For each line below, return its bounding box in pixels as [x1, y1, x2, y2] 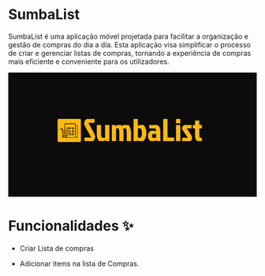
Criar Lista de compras [19, 243, 95, 253]
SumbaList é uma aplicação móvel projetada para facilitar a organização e [8, 32, 248, 41]
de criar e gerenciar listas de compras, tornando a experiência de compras [8, 48, 252, 58]
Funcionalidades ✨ [8, 217, 134, 235]
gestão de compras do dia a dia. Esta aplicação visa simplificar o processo [8, 39, 251, 49]
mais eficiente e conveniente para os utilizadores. [8, 57, 170, 66]
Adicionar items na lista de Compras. [19, 259, 140, 268]
